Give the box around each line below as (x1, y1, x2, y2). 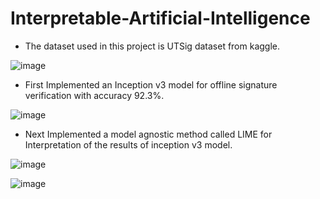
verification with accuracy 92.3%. (24, 89, 165, 101)
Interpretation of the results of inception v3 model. (24, 138, 233, 151)
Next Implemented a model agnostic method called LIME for (24, 128, 273, 140)
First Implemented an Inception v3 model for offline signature (24, 78, 278, 91)
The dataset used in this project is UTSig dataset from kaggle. (24, 40, 281, 52)
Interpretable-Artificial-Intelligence (10, 7, 311, 30)
